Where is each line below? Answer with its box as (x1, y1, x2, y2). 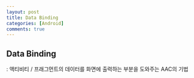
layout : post (6, 9, 40, 15)
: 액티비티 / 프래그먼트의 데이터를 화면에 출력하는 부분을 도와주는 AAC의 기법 (6, 65, 189, 73)
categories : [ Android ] (6, 20, 64, 26)
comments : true (6, 26, 45, 32)
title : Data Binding (6, 15, 59, 21)
